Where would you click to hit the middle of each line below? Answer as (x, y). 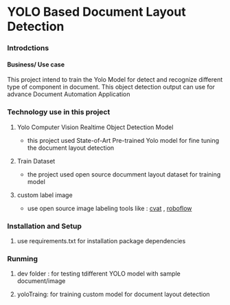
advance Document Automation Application (69, 94)
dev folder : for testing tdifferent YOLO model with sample (99, 274)
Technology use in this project (59, 112)
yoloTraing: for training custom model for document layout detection (114, 294)
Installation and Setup (45, 226)
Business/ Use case (36, 64)
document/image (41, 281)
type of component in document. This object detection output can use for (111, 87)
